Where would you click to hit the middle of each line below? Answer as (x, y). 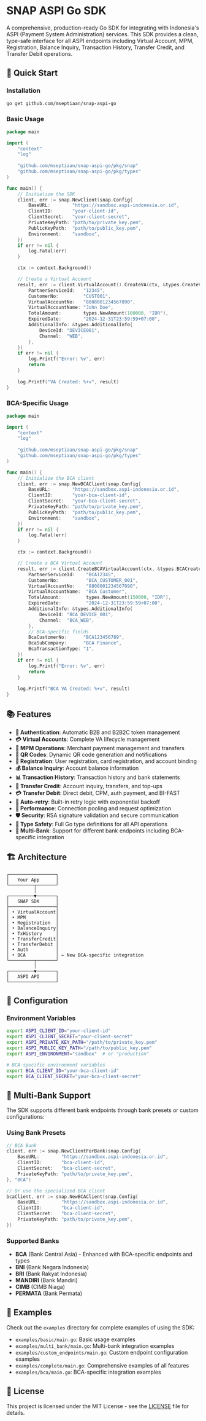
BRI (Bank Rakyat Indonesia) (51, 1274)
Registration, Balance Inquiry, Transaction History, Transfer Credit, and (96, 47)
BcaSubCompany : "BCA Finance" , (75, 643)
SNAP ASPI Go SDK (56, 11)
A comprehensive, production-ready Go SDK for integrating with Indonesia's (103, 28)
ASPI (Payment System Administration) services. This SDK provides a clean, (102, 34)
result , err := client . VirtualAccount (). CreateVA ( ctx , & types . (100, 284)
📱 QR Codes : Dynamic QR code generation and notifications (91, 754)
